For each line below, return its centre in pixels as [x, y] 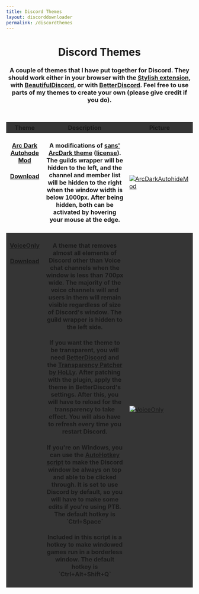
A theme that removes [85, 245]
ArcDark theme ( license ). [85, 153]
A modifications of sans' [85, 146]
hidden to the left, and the [85, 168]
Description [85, 127]
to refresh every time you [85, 424]
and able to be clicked [85, 477]
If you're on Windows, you [85, 447]
